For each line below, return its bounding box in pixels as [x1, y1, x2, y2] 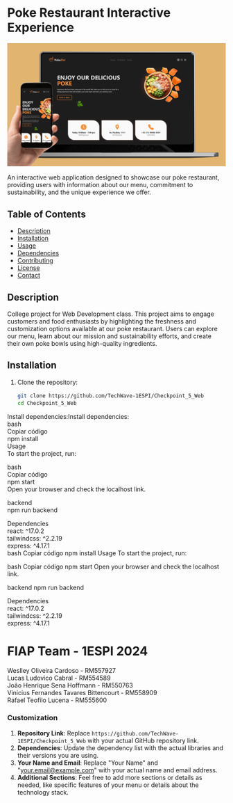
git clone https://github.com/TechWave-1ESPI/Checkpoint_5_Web [17, 392, 205, 399]
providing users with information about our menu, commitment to [7, 181, 193, 189]
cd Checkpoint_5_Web [17, 399, 77, 406]
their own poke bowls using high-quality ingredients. [7, 340, 157, 348]
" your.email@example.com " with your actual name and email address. [17, 765, 218, 774]
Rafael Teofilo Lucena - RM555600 [7, 696, 107, 704]
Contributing [17, 256, 53, 265]
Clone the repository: [17, 378, 78, 386]
